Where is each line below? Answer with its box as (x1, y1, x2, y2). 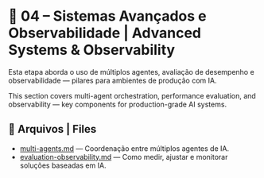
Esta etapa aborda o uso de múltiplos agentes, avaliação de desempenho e (8, 67, 254, 76)
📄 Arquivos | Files (8, 122, 97, 136)
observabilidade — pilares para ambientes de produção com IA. (8, 75, 217, 85)
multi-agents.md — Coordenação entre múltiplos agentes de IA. (19, 143, 229, 153)
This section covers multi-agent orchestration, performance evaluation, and (8, 91, 256, 100)
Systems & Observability (8, 41, 176, 59)
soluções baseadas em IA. (19, 161, 107, 170)
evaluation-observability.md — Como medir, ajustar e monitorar (19, 152, 228, 161)
